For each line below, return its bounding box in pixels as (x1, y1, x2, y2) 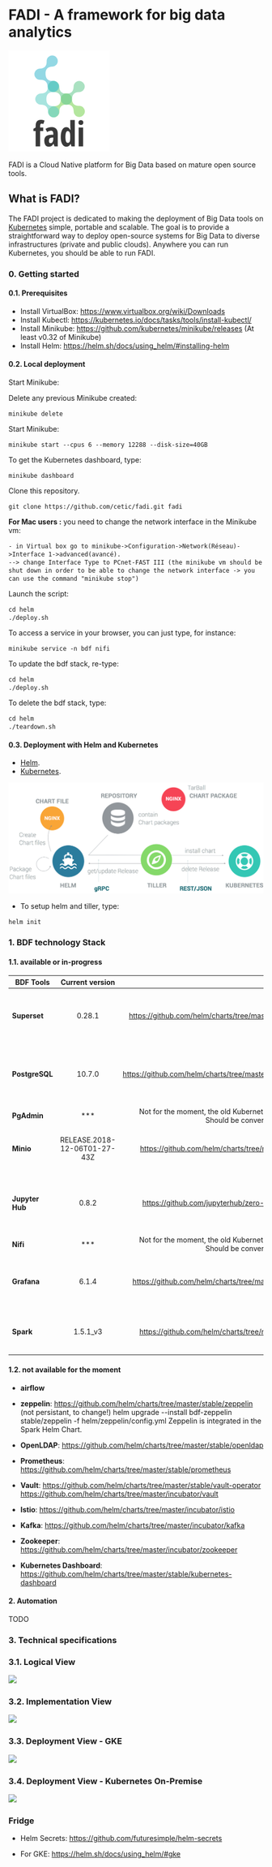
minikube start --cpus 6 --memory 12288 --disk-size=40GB (8, 441, 208, 450)
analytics (8, 23, 73, 41)
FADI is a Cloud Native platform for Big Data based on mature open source (8, 160, 257, 170)
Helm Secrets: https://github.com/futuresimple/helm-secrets (19, 1834, 223, 1843)
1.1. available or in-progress (8, 957, 103, 966)
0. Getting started (8, 268, 79, 279)
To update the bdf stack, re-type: (8, 659, 120, 669)
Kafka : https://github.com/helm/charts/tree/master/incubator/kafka (19, 1520, 245, 1530)
